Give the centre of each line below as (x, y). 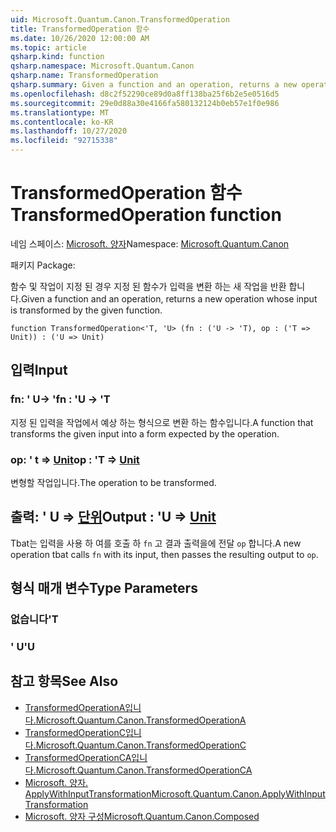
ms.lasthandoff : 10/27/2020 (69, 131)
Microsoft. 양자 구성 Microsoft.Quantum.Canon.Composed (142, 816)
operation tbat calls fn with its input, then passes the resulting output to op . (164, 554)
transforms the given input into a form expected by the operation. (145, 433)
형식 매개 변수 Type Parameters (104, 588)
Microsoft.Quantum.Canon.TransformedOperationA (141, 720)
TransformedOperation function (146, 215)
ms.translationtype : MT (60, 112)
